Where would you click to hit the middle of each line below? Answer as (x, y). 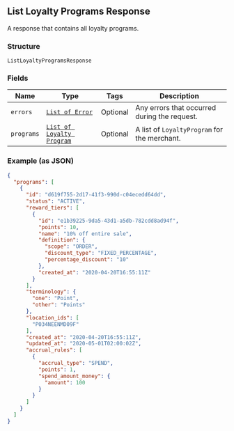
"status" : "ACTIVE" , (55, 201)
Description (179, 96)
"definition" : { (62, 240)
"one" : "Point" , (56, 299)
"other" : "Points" (59, 305)
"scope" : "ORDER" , (71, 246)
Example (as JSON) (41, 161)
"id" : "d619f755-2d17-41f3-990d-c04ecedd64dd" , (96, 195)
